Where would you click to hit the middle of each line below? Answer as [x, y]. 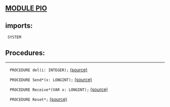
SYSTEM [14, 38]
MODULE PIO [26, 8]
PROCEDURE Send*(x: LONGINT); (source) [51, 80]
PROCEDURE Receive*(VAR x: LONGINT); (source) [59, 90]
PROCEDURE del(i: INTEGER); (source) [49, 70]
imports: [19, 26]
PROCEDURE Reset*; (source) [38, 99]
